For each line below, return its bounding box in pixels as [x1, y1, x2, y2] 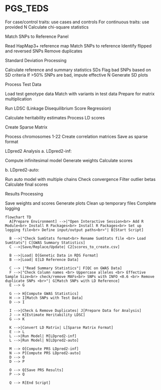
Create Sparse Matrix [5, 124, 47, 130]
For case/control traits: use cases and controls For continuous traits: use [5, 19, 149, 25]
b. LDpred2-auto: [5, 167, 40, 173]
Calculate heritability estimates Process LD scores [5, 114, 105, 120]
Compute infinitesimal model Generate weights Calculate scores [5, 157, 133, 163]
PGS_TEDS [5, 3, 49, 14]
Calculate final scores [5, 181, 48, 187]
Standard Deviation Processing [5, 57, 67, 63]
